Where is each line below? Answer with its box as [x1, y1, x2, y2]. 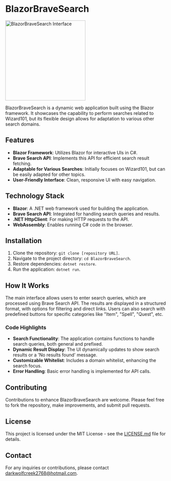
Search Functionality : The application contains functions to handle [12, 335, 155, 342]
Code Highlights [5, 324, 47, 331]
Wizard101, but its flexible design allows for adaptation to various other [5, 115, 155, 122]
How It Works [5, 281, 50, 290]
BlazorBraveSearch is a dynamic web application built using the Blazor [5, 105, 154, 111]
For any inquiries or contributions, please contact [5, 465, 109, 471]
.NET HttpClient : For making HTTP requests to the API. [12, 216, 130, 222]
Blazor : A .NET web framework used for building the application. [12, 205, 149, 211]
